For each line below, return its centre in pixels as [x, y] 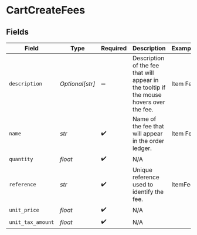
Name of [144, 119]
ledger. [142, 148]
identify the [148, 192]
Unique [142, 170]
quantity [21, 159]
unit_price [24, 210]
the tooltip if [149, 87]
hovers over [149, 102]
